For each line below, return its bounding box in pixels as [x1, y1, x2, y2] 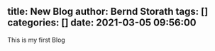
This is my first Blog [7, 35, 65, 44]
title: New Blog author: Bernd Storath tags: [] [7, 6, 209, 18]
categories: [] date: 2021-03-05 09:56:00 [7, 17, 197, 29]
